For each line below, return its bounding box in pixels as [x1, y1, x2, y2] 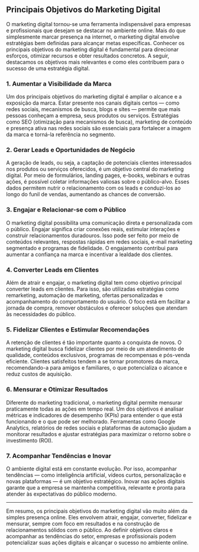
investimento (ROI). [6, 437, 53, 444]
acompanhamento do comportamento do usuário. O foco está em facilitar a [6, 298, 190, 305]
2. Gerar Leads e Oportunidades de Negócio [6, 146, 135, 154]
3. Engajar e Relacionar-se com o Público [6, 206, 126, 214]
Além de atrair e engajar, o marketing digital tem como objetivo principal [6, 279, 182, 286]
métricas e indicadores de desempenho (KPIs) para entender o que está [6, 411, 182, 418]
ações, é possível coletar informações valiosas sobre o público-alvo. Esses [6, 178, 190, 185]
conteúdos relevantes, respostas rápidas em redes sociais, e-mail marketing [6, 238, 192, 245]
